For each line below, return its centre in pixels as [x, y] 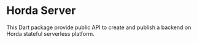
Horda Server [41, 11]
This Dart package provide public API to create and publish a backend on [99, 27]
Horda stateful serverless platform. [51, 33]
